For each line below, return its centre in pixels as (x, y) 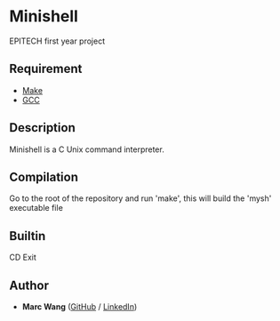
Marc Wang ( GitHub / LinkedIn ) (80, 307)
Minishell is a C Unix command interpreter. (87, 149)
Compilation (44, 177)
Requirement (46, 69)
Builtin (28, 236)
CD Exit (23, 257)
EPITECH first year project (57, 41)
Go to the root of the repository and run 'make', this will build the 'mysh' (140, 198)
